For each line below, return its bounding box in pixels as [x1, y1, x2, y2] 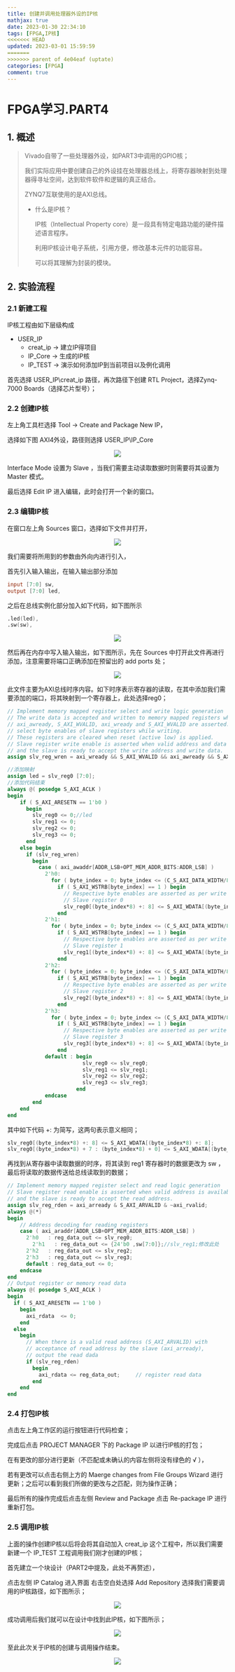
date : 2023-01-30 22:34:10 [7, 23, 86, 30]
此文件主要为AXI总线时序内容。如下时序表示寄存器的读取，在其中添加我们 [7, 685, 220, 694]
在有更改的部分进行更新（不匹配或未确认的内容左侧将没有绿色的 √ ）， [7, 1456, 208, 1464]
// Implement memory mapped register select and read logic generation [7, 1182, 220, 1189]
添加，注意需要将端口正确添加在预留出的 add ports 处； [7, 657, 168, 666]
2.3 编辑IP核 [7, 506, 49, 516]
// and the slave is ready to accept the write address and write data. [7, 747, 224, 754]
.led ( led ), [7, 615, 39, 622]
